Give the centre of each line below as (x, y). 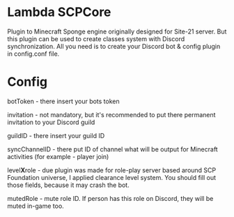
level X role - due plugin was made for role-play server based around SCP (112, 170)
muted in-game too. (36, 206)
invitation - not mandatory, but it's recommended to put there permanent (111, 114)
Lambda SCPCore (59, 12)
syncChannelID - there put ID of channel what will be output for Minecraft (112, 149)
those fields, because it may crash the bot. (69, 185)
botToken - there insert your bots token (63, 101)
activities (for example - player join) (58, 156)
